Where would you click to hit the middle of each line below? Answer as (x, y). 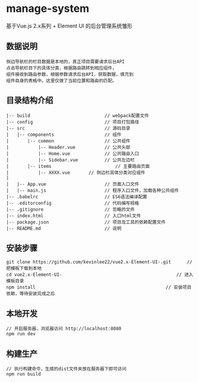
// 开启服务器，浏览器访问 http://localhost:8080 (64, 329)
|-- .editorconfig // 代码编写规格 (73, 203)
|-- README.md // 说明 (64, 228)
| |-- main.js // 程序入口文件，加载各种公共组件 (93, 190)
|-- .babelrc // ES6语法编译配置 (77, 197)
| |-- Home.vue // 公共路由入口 (73, 154)
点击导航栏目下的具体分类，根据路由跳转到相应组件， (61, 68)
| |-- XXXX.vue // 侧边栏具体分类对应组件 (76, 172)
